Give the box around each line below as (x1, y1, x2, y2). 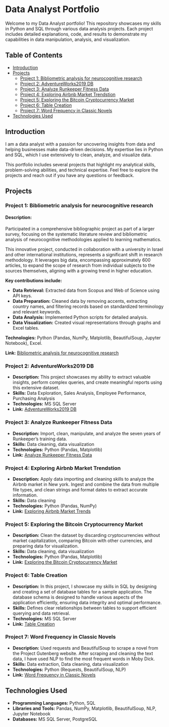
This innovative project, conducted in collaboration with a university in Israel (5, 246, 163, 252)
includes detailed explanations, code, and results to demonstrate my (5, 31, 147, 37)
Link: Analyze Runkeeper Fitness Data (12, 451, 92, 458)
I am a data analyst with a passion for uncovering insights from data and (5, 141, 155, 147)
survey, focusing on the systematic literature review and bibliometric (5, 231, 147, 237)
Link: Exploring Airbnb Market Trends (12, 508, 91, 514)
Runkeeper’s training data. (12, 436, 67, 442)
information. (12, 492, 38, 498)
